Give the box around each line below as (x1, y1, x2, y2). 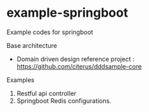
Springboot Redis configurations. (16, 96, 112, 105)
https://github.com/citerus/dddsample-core (16, 62, 142, 70)
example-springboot (6, 5, 128, 21)
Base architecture (6, 41, 57, 49)
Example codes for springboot (6, 28, 93, 36)
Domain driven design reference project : (16, 54, 135, 63)
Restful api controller (16, 89, 77, 97)
